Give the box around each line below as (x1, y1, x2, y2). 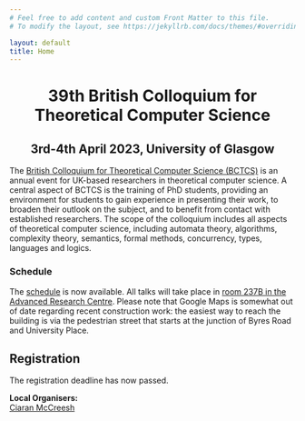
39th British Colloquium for (48, 85, 257, 106)
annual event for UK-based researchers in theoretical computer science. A (9, 175, 288, 186)
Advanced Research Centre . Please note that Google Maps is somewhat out (9, 296, 293, 306)
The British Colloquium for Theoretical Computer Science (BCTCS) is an (9, 165, 279, 176)
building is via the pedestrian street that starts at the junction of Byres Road (9, 315, 292, 326)
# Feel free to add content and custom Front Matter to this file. (9, 13, 271, 23)
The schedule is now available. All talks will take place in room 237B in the (9, 286, 287, 296)
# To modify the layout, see (9, 22, 120, 31)
